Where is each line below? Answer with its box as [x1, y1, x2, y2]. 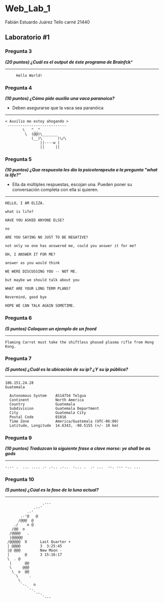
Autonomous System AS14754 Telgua [9, 393, 86, 398]
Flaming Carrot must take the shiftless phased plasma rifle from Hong [5, 340, 154, 345]
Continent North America [9, 397, 84, 402]
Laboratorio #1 [5, 33, 50, 42]
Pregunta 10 [5, 476, 34, 483]
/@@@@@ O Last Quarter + [7, 540, 71, 544]
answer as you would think [5, 261, 60, 266]
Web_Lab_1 [5, 3, 51, 14]
